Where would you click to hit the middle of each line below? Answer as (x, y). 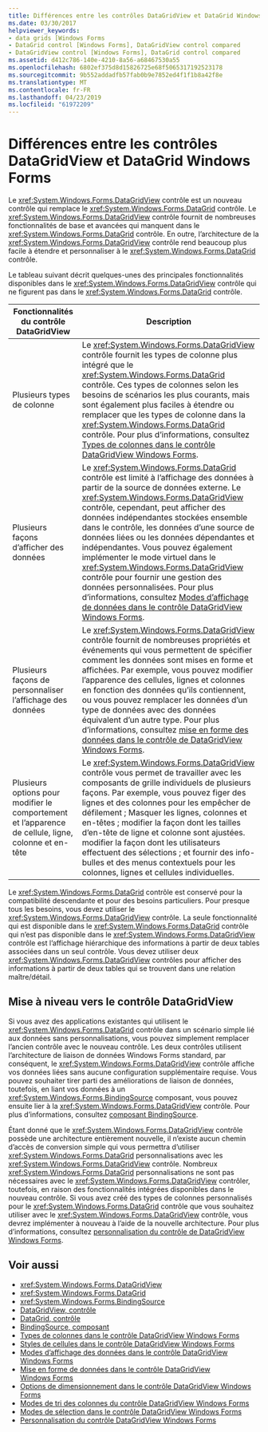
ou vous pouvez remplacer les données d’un (165, 700)
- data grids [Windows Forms (57, 38)
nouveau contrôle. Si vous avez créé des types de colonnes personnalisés (130, 1197)
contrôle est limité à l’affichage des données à (167, 478)
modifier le (32, 803)
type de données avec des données (149, 710)
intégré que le (108, 365)
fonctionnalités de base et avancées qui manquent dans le (104, 226)
